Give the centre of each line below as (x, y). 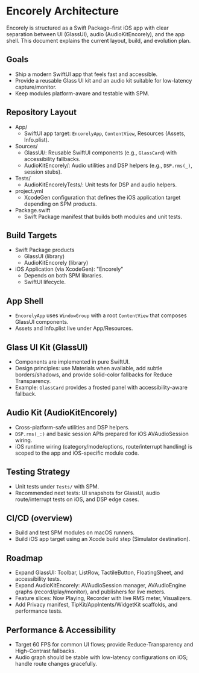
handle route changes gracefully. (56, 664)
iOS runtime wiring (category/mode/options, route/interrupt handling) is (104, 446)
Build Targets (32, 235)
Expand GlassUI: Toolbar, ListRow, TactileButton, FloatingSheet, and (99, 573)
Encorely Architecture (63, 11)
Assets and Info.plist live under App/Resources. (74, 328)
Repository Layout (42, 112)
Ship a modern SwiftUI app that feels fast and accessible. (86, 74)
